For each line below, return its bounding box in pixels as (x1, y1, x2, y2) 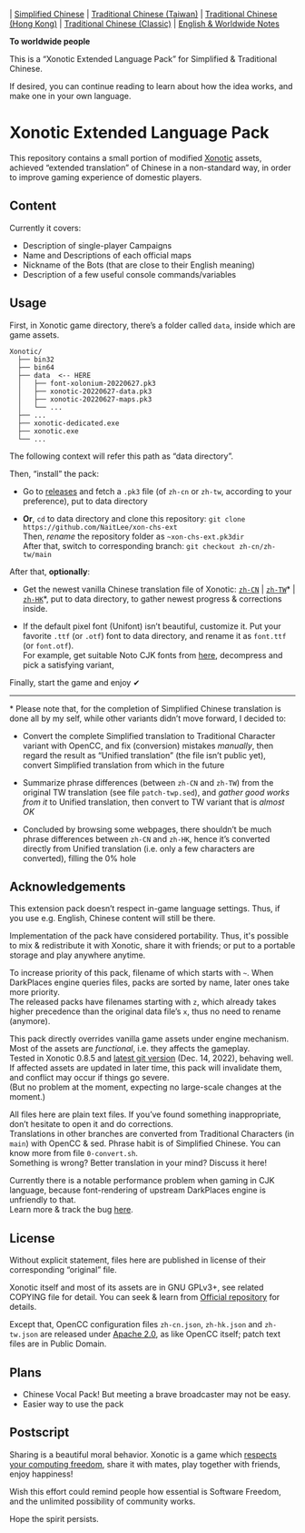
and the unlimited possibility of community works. (9, 1496, 196, 1507)
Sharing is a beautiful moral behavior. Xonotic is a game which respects (9, 1448, 277, 1460)
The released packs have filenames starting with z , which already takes (9, 997, 277, 1008)
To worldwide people (9, 36, 91, 46)
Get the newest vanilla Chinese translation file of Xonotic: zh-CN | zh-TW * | (22, 584, 296, 594)
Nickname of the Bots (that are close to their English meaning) (22, 259, 256, 270)
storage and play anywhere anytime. (9, 949, 146, 960)
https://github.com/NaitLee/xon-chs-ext (22, 523, 178, 532)
